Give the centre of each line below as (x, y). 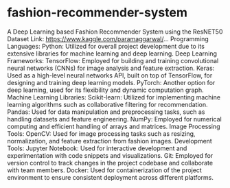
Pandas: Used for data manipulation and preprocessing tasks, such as (106, 112)
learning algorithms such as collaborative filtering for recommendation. (107, 104)
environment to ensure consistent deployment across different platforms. (111, 177)
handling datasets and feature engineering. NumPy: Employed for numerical (114, 119)
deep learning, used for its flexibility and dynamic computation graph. (105, 90)
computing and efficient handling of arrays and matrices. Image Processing (114, 126)
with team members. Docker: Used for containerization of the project (105, 170)
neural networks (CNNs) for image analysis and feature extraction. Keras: (111, 68)
